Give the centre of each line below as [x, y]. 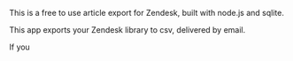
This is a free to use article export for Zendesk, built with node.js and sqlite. [147, 13]
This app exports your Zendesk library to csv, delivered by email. [127, 30]
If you [20, 47]
